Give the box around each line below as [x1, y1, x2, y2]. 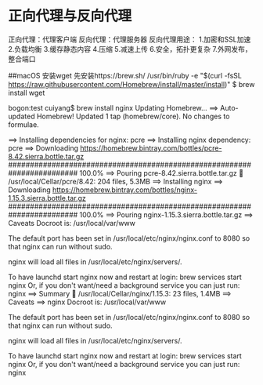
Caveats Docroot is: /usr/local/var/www [8, 218, 135, 227]
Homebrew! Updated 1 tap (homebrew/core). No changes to [36, 111, 230, 121]
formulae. [8, 119, 39, 129]
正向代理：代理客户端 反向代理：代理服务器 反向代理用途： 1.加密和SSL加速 [8, 35, 251, 44]
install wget [8, 88, 45, 97]
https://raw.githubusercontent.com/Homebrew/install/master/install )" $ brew [8, 79, 255, 89]
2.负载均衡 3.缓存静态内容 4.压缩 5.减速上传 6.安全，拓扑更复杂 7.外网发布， [8, 44, 252, 53]
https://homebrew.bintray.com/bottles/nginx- [52, 185, 198, 194]
